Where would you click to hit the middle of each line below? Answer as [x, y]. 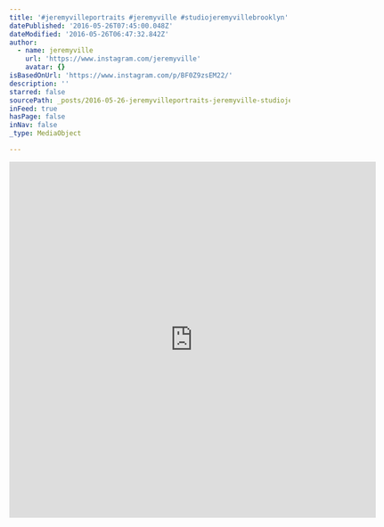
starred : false [37, 92]
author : [24, 42]
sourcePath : [31, 100]
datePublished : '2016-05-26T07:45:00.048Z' [91, 26]
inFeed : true [33, 109]
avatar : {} [45, 68]
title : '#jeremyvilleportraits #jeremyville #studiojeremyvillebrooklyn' [149, 17]
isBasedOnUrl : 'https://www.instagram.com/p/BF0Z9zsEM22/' [121, 76]
